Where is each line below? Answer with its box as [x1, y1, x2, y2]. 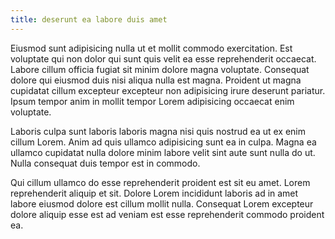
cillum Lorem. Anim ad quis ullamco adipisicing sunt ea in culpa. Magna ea [10, 136, 317, 148]
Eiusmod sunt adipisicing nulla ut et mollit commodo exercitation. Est [10, 42, 293, 54]
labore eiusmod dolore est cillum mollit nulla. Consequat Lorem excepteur [10, 197, 314, 210]
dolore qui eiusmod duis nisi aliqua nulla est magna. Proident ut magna [10, 74, 302, 86]
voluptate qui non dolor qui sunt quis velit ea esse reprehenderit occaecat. [10, 52, 317, 65]
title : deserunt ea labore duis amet [10, 14, 168, 25]
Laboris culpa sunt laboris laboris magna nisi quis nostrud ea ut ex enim [10, 125, 307, 137]
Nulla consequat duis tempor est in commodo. [10, 157, 201, 169]
